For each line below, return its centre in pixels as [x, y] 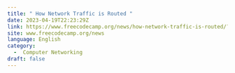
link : [15, 26]
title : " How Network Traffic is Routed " [70, 14]
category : [22, 46]
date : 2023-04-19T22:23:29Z [48, 20]
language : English [34, 40]
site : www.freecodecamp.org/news [56, 33]
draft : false [26, 59]
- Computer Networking [48, 53]
